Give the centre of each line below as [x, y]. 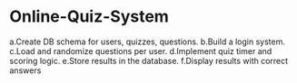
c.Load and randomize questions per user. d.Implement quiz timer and [141, 51]
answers [25, 70]
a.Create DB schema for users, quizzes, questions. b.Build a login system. [148, 41]
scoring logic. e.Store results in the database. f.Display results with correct [149, 60]
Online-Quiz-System [89, 17]
